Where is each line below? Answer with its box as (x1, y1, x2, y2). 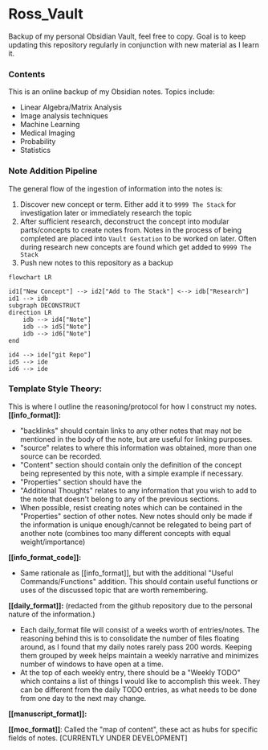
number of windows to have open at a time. (19, 659, 164, 669)
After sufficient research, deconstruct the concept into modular (19, 216, 229, 226)
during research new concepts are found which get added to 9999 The (19, 242, 252, 252)
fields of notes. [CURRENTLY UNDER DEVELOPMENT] (8, 733, 188, 743)
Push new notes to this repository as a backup (19, 258, 174, 267)
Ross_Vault (8, 5, 83, 23)
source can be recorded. (19, 451, 102, 461)
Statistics (19, 146, 51, 155)
